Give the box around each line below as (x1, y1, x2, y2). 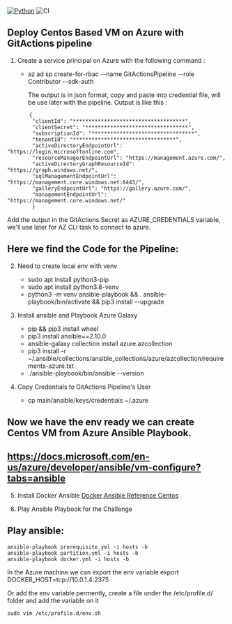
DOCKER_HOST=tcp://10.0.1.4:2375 (7, 575, 109, 584)
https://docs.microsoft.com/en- (7, 451, 150, 463)
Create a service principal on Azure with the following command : (17, 56, 206, 64)
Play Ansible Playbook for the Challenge (17, 505, 132, 513)
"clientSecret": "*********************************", (32, 124, 195, 131)
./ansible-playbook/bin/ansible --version (27, 369, 144, 377)
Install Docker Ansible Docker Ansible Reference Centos (17, 491, 179, 499)
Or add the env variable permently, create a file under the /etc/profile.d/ (7, 588, 213, 597)
